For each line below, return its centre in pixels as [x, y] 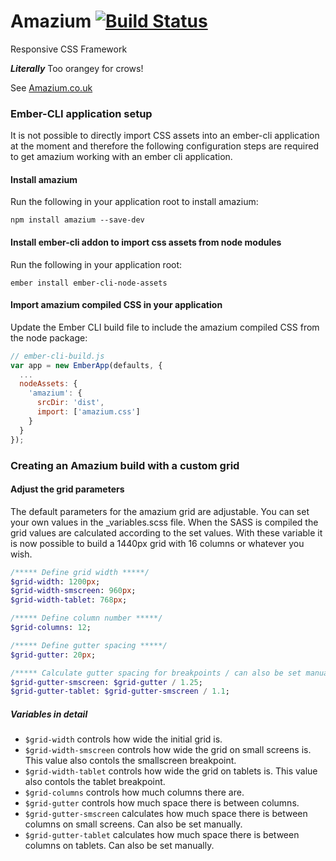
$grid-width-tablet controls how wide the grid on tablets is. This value [171, 771]
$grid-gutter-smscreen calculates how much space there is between [166, 814]
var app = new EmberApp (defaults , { [86, 365]
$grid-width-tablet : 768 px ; [69, 600]
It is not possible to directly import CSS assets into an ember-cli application [165, 136]
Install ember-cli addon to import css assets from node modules [146, 242]
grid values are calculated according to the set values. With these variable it [166, 532]
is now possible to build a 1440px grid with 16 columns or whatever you [157, 543]
